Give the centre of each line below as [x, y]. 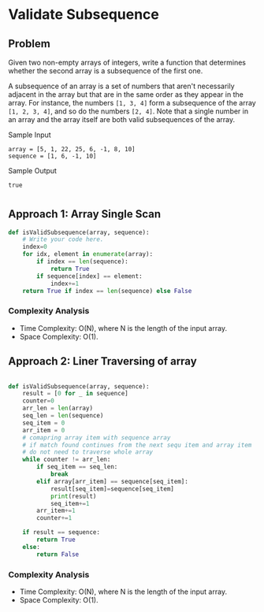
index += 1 [65, 284]
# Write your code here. [63, 239]
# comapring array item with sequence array [97, 438]
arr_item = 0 [44, 430]
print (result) [73, 496]
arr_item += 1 [56, 511]
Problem [30, 44]
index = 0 [35, 247]
